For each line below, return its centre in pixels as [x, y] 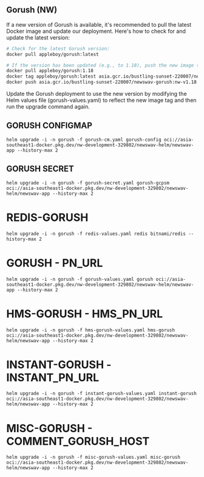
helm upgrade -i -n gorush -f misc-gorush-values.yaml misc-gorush [93, 458]
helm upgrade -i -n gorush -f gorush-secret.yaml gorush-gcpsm [88, 183]
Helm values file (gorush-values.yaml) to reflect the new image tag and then [101, 100]
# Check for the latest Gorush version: [58, 49]
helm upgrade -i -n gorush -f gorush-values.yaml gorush [80, 279]
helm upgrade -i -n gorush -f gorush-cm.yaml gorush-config [84, 140]
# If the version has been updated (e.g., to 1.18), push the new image [100, 65]
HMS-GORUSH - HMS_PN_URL [85, 313]
